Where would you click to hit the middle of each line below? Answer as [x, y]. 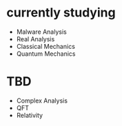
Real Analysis [35, 39]
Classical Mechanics [45, 46]
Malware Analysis [41, 32]
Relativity [29, 115]
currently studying [61, 13]
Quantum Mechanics [46, 54]
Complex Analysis [42, 101]
